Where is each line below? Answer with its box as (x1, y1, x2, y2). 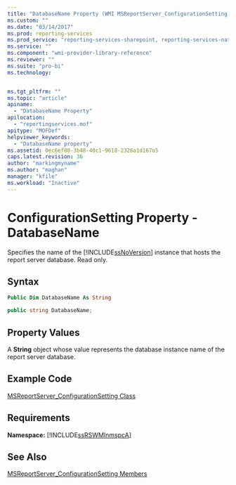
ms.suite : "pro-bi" (7, 63, 65, 70)
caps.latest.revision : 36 (7, 153, 83, 160)
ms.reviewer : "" (7, 56, 55, 63)
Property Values (7, 326, 80, 338)
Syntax (7, 276, 39, 287)
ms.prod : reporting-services (7, 30, 93, 37)
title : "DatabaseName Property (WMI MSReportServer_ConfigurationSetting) (7, 10, 231, 18)
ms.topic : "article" (7, 94, 68, 102)
